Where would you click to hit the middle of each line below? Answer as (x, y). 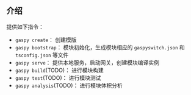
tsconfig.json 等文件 (42, 55)
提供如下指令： (25, 27)
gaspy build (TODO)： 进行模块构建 (59, 70)
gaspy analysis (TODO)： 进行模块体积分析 (69, 85)
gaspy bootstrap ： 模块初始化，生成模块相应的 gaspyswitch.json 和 (100, 47)
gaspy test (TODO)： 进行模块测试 (58, 77)
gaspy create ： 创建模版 (46, 40)
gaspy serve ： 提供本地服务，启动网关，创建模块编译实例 (87, 62)
